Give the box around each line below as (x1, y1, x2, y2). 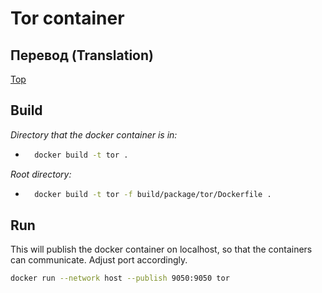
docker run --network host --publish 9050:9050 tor (10, 273, 230, 284)
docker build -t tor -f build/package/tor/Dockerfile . (34, 189, 272, 199)
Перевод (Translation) (10, 47, 154, 64)
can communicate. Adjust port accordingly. (10, 254, 188, 266)
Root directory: (10, 168, 72, 180)
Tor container (10, 7, 125, 30)
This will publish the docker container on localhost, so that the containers (10, 243, 313, 256)
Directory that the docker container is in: (10, 128, 178, 141)
